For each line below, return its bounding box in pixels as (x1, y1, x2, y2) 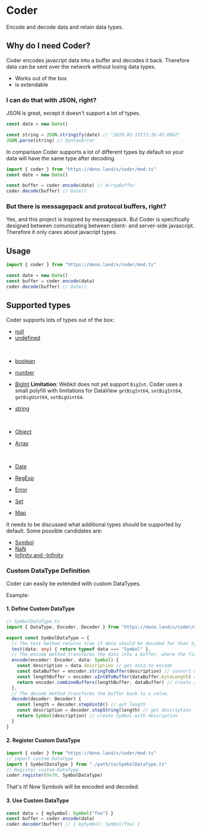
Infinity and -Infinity (14, 551, 64, 558)
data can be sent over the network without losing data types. (6, 63, 157, 70)
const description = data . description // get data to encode (17, 662, 172, 669)
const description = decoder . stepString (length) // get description (17, 707, 191, 713)
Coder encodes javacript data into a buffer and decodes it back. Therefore (6, 56, 190, 63)
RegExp (14, 474, 34, 482)
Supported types (6, 300, 71, 311)
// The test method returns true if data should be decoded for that (11, 640, 188, 646)
